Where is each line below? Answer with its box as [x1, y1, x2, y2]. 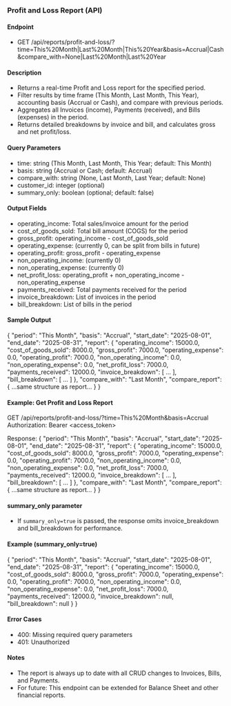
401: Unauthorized [17, 638, 70, 646]
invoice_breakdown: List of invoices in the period [17, 293, 157, 301]
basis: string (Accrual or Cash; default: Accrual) [17, 166, 153, 175]
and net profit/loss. [17, 128, 72, 136]
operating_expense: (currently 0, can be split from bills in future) [17, 241, 200, 250]
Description [7, 68, 42, 77]
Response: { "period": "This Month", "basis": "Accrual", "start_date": [7, 434, 201, 443]
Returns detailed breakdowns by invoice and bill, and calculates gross [17, 120, 216, 129]
